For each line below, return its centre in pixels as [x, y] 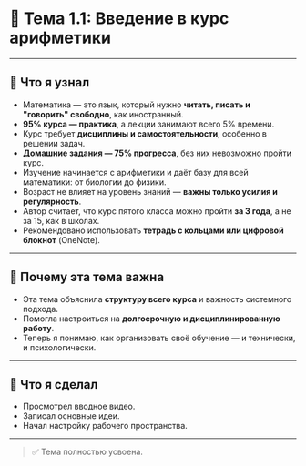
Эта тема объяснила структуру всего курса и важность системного [157, 299]
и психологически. [59, 347]
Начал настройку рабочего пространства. [105, 426]
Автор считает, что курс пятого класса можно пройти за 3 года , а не [157, 211]
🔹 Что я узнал [50, 82]
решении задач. [54, 143]
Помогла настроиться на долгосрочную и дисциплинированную [151, 319]
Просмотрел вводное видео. [79, 406]
